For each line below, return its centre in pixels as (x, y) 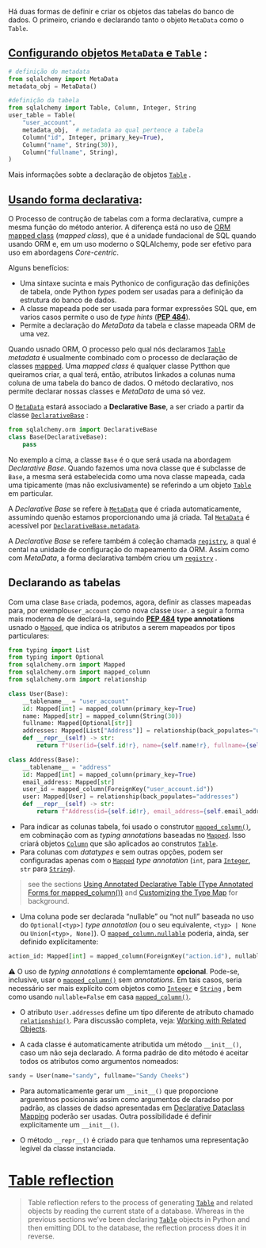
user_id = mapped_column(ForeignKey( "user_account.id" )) (118, 789)
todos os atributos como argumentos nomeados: (99, 1061)
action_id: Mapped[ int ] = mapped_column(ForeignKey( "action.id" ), (120, 956)
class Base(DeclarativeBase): (58, 437)
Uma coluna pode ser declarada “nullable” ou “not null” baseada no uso (137, 916)
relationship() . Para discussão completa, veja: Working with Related (133, 1020)
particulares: (29, 636)
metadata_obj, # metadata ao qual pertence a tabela (113, 130)
